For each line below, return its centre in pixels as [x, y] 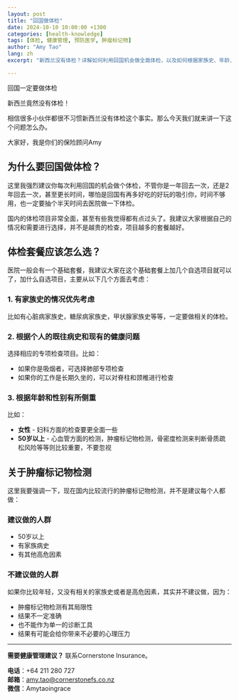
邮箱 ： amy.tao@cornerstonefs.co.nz [61, 679]
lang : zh [20, 54]
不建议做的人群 [33, 575]
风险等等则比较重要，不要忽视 [68, 448]
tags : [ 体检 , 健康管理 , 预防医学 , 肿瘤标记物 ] [69, 41]
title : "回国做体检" [35, 21]
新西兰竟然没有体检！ [38, 103]
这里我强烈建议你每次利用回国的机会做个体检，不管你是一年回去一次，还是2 [118, 185]
